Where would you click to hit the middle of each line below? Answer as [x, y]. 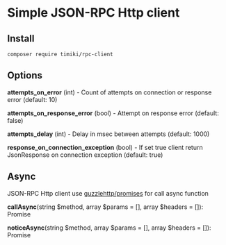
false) [15, 120]
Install [21, 39]
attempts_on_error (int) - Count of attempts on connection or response [110, 92]
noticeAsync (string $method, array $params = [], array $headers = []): [109, 228]
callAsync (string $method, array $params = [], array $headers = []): [105, 207]
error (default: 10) [32, 99]
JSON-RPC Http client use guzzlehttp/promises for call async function [108, 193]
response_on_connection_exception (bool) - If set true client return [105, 147]
